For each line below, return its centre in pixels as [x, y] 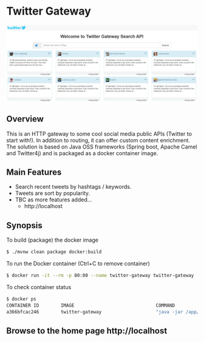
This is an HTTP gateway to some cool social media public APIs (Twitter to [99, 134]
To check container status [39, 287]
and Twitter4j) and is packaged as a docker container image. [82, 153]
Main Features [34, 172]
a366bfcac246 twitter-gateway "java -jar [95, 312]
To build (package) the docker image [53, 240]
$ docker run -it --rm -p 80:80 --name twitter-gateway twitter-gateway [100, 276]
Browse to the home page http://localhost [87, 331]
